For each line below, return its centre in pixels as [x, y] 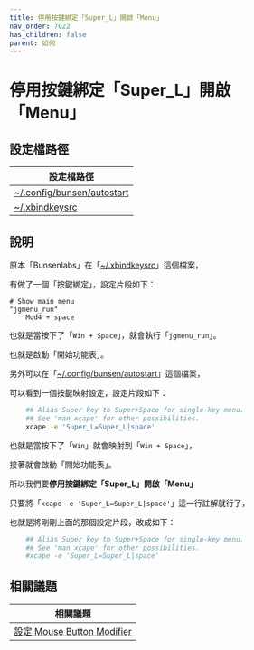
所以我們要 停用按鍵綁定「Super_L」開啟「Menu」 [103, 484]
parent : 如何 [33, 43]
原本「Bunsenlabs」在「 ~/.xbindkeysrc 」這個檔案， [106, 265]
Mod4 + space [50, 317]
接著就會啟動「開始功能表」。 [63, 464]
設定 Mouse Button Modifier [73, 632]
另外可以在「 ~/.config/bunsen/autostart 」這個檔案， [107, 374]
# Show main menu [42, 302]
